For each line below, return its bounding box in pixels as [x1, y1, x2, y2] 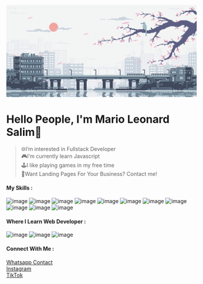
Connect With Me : [6, 245, 54, 253]
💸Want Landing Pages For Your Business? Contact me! [21, 170, 157, 178]
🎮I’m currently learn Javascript [21, 153, 100, 160]
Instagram [6, 265, 31, 272]
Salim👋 [6, 126, 42, 139]
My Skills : [6, 184, 33, 192]
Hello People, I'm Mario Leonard [6, 112, 170, 126]
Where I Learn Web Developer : [6, 218, 86, 225]
